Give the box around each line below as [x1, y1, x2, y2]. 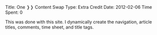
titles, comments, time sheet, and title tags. [5, 24, 94, 30]
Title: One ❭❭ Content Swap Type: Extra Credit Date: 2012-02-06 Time [5, 4, 152, 10]
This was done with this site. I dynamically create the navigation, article [5, 19, 152, 25]
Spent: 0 [5, 9, 23, 15]
